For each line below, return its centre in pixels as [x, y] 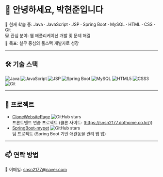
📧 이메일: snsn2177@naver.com [36, 170]
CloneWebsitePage [31, 116]
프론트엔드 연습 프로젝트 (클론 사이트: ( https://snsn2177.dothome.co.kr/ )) [82, 122]
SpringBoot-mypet [31, 128]
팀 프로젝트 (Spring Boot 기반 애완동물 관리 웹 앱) [59, 133]
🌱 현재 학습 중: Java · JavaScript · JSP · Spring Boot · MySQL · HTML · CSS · [80, 24]
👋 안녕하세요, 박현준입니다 [54, 10]
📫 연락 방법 [22, 155]
